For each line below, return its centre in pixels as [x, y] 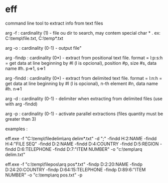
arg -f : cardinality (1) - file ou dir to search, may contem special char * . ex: [83, 33]
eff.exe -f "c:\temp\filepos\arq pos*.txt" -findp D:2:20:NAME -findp [74, 164]
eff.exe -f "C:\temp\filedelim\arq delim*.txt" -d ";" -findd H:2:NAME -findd [81, 138]
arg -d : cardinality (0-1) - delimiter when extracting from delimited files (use [84, 99]
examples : [17, 129]
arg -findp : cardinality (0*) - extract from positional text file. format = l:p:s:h [84, 58]
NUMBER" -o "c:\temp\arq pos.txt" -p [44, 175]
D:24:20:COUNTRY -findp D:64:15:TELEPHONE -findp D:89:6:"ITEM [75, 169]
